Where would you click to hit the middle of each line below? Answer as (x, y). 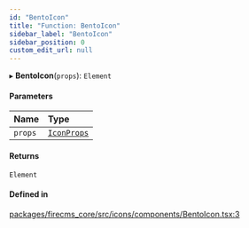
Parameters (31, 96)
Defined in (29, 194)
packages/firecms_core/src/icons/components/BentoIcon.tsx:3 (124, 214)
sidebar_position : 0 (47, 42)
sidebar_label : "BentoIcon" (61, 34)
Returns (24, 155)
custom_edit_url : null (51, 51)
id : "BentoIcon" (39, 17)
